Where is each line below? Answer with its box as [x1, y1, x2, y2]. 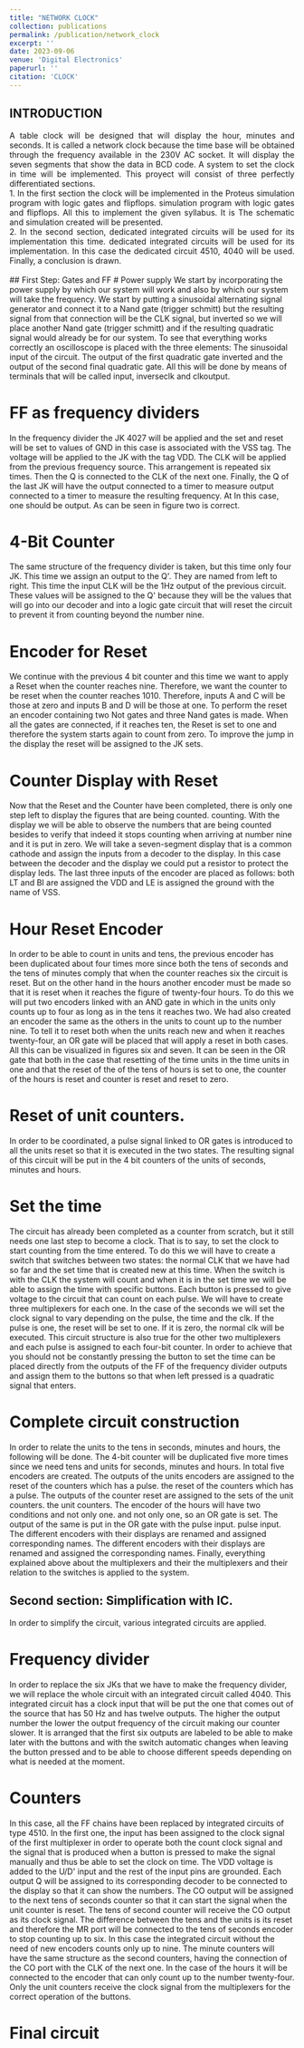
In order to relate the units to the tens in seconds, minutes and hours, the [9, 1442, 280, 1453]
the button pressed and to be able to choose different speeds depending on [9, 1746, 292, 1757]
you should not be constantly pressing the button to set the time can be [9, 1351, 276, 1362]
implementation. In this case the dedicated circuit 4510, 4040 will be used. [9, 246, 295, 256]
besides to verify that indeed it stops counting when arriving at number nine [9, 829, 292, 840]
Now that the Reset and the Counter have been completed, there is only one [9, 800, 293, 811]
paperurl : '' [9, 64, 59, 73]
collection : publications [9, 22, 107, 31]
